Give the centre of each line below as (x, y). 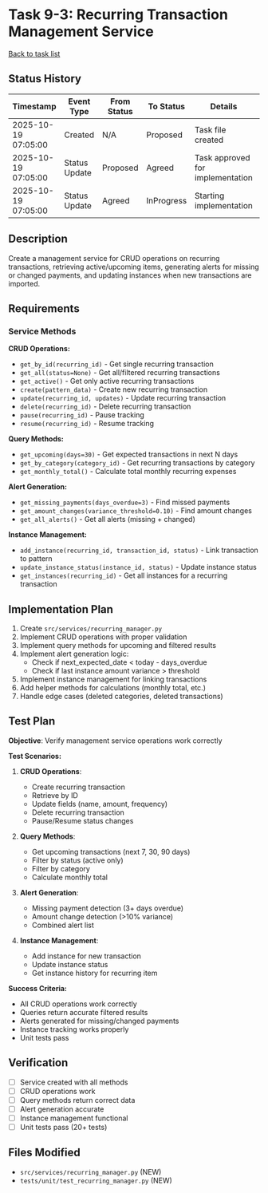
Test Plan (32, 721)
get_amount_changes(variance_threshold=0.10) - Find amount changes (136, 511)
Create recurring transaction (78, 787)
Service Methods (42, 331)
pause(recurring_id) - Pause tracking (82, 415)
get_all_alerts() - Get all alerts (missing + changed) (107, 519)
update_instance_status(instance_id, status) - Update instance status (138, 567)
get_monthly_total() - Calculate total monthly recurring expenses (128, 472)
